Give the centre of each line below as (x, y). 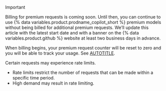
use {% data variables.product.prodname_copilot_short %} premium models (83, 22)
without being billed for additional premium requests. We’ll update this (77, 27)
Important (15, 7)
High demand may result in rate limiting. (53, 83)
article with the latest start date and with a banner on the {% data (72, 33)
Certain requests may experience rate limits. (51, 63)
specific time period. (33, 78)
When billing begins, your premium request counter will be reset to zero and (83, 48)
